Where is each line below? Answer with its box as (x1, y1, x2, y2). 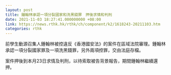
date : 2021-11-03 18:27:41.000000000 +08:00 (5, 17, 101, 22)
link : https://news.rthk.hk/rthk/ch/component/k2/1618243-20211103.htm (5, 21, 160, 27)
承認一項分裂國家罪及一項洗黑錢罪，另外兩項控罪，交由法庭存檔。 (5, 47, 144, 53)
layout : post (5, 7, 33, 13)
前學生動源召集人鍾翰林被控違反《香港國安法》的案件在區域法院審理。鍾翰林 (5, 41, 166, 47)
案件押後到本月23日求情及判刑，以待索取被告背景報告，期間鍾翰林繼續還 (5, 58, 158, 64)
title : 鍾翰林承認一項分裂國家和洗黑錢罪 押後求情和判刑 (5, 12, 112, 17)
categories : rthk (5, 26, 42, 31)
